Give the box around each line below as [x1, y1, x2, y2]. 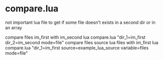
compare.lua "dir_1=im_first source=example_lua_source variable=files [5, 45, 149, 51]
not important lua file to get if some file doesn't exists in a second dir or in [5, 19, 156, 25]
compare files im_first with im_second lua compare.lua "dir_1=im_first [5, 34, 146, 40]
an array [5, 24, 22, 30]
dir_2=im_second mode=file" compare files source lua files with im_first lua [5, 39, 159, 45]
